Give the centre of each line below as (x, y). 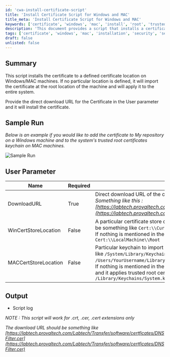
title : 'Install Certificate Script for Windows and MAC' (68, 15)
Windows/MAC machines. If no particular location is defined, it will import (82, 81)
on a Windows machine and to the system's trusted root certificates (76, 140)
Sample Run (25, 123)
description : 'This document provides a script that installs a (74, 29)
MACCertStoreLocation (35, 263)
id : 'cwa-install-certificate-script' (46, 10)
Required (79, 186)
